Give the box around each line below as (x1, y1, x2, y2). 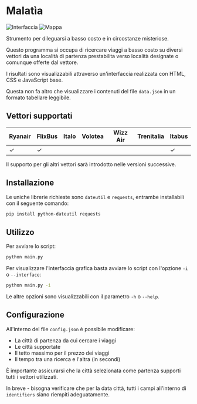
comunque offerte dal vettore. (6, 59, 79, 66)
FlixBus (36, 132, 58, 140)
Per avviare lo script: (6, 243, 56, 250)
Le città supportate (14, 343, 61, 350)
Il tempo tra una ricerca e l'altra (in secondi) (14, 355, 121, 362)
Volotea (81, 132, 104, 140)
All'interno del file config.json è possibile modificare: (6, 325, 135, 332)
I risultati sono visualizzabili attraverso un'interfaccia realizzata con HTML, (6, 70, 186, 77)
